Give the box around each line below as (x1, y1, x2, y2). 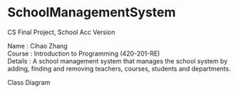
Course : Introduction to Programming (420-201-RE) (7, 49, 160, 58)
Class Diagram (7, 78, 51, 86)
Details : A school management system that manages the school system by (7, 56, 228, 65)
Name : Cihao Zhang (7, 41, 68, 50)
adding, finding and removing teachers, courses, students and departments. (7, 64, 232, 73)
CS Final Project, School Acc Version (7, 28, 115, 36)
